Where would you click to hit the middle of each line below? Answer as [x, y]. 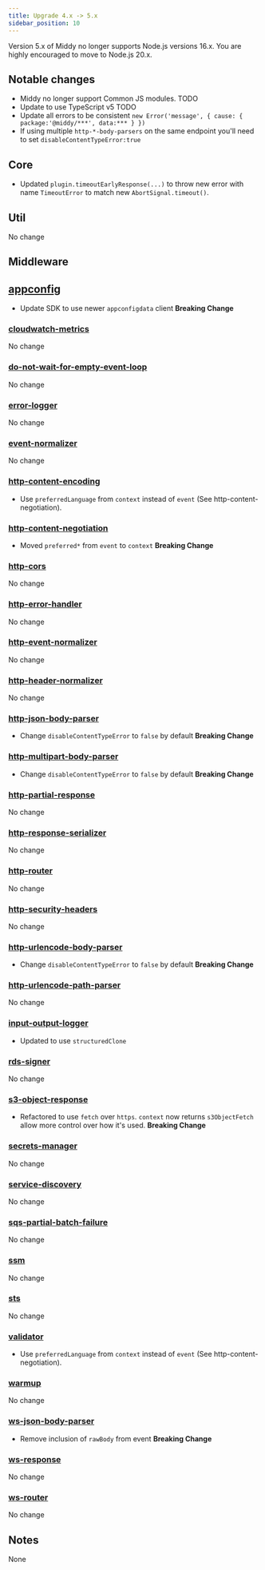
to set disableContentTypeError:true [80, 140]
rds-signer [29, 1061]
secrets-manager [43, 1146]
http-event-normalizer [53, 642]
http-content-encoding [54, 482]
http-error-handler [45, 604]
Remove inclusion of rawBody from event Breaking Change [116, 1438]
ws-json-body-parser [51, 1421]
